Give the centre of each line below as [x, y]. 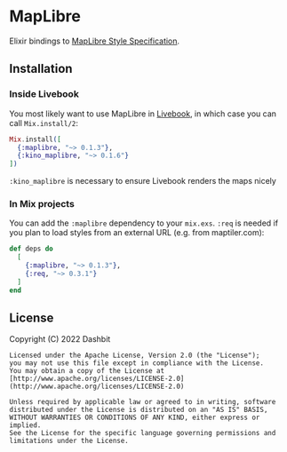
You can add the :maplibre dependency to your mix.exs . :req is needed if [143, 223]
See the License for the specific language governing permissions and [143, 433]
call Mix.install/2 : [44, 123]
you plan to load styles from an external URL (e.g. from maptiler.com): [137, 233]
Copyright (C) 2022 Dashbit [60, 339]
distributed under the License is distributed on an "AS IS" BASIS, [139, 410]
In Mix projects [42, 204]
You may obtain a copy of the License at [87, 371]
